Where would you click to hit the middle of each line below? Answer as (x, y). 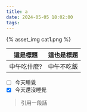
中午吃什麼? (26, 67)
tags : (13, 23)
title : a (17, 12)
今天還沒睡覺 (30, 90)
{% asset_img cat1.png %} (39, 40)
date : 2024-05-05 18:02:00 (40, 17)
